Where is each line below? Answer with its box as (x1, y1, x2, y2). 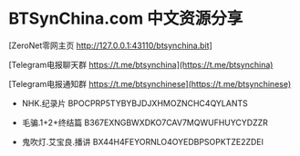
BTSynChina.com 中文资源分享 (8, 8, 243, 29)
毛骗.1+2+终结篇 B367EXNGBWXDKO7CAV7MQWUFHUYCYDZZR (21, 117, 268, 128)
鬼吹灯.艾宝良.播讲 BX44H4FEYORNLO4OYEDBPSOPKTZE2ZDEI (21, 136, 264, 147)
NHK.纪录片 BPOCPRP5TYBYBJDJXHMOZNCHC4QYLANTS (21, 97, 248, 109)
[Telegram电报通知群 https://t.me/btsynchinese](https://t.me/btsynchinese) (8, 78, 292, 89)
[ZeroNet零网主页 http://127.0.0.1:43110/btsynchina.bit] (8, 40, 213, 51)
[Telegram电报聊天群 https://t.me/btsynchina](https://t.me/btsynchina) (8, 59, 274, 70)
